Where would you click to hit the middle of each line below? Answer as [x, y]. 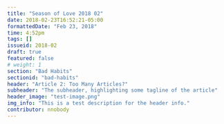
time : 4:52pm [26, 33]
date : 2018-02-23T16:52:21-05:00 [55, 20]
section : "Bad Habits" [40, 71]
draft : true [24, 52]
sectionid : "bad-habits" [43, 77]
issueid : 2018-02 [32, 45]
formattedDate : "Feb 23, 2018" [52, 26]
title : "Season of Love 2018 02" [55, 13]
